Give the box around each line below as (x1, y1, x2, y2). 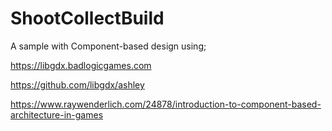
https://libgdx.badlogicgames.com (10, 59, 152, 71)
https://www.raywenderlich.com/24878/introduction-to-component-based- (10, 98, 322, 110)
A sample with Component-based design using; (10, 40, 207, 52)
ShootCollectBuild (10, 7, 165, 30)
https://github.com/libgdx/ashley (10, 78, 145, 91)
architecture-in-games (10, 108, 104, 121)
